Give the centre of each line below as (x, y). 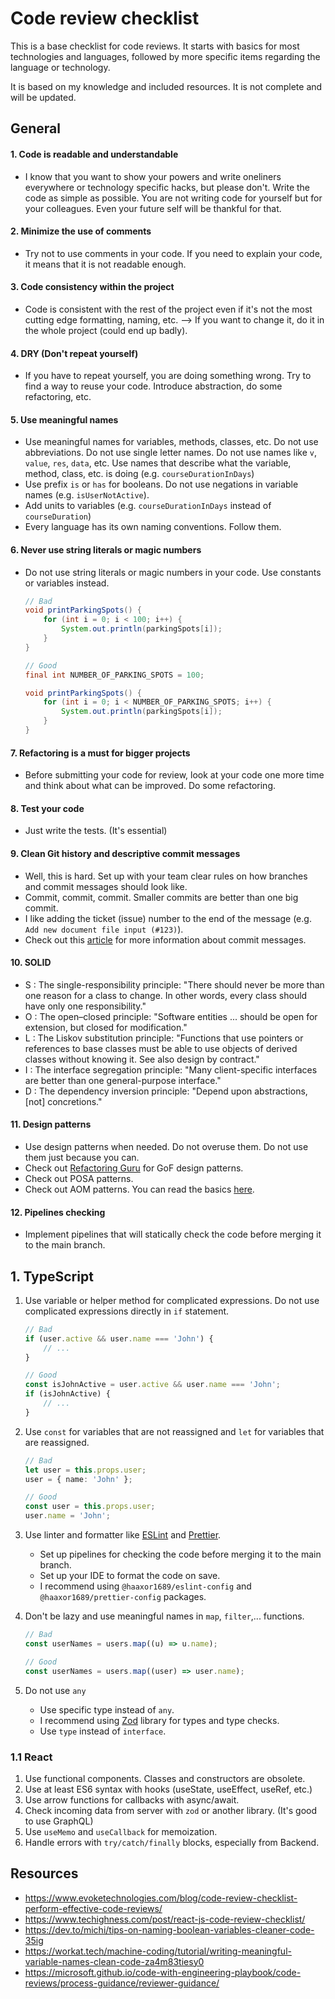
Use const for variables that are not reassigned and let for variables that (174, 1431)
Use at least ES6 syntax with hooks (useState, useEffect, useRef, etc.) (168, 1789)
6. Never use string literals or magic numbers (106, 549)
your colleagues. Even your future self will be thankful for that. (153, 208)
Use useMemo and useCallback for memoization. (121, 1831)
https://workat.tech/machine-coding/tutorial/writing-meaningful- (158, 1951)
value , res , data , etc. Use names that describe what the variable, (158, 463)
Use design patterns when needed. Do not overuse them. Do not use (166, 1146)
